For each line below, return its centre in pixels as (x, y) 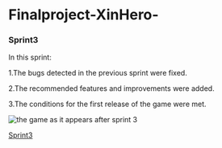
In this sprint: (30, 57)
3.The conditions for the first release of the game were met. (108, 104)
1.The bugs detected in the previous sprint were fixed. (98, 73)
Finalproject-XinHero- (84, 15)
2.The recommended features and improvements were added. (112, 88)
